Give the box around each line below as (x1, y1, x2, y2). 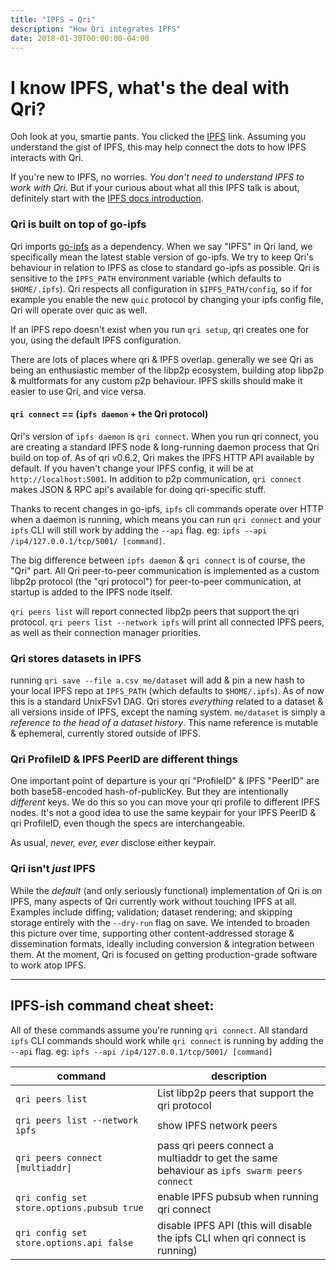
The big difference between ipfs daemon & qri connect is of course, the (10, 554, 306, 566)
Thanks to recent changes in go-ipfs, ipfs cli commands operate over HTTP (10, 502, 324, 515)
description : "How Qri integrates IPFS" (10, 24, 182, 34)
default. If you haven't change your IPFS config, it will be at (10, 462, 254, 474)
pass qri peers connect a (156, 1138, 275, 1152)
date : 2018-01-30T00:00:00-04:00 (10, 33, 150, 43)
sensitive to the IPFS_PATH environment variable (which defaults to (10, 272, 282, 284)
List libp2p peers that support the (156, 1086, 315, 1100)
